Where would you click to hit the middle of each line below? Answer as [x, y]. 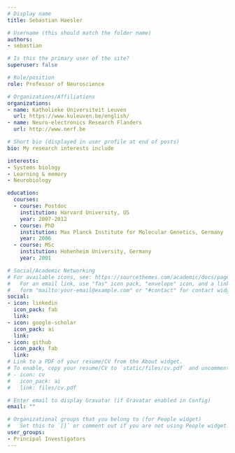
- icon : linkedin [33, 303]
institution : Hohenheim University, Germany [86, 252]
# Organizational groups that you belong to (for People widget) [104, 419]
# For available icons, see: [50, 277]
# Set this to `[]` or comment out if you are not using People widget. [119, 426]
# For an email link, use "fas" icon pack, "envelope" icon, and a [111, 284]
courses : [26, 200]
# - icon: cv [26, 375]
